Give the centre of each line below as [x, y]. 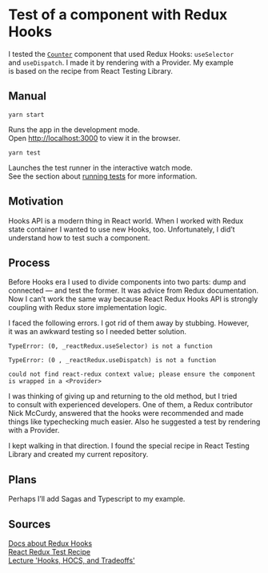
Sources [30, 524]
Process [29, 262]
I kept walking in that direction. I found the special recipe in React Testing [129, 446]
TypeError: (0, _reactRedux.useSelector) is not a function [111, 346]
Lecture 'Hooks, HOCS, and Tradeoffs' [72, 560]
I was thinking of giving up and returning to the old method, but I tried [123, 396]
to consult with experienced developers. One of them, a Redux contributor [131, 405]
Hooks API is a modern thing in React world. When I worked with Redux [126, 220]
